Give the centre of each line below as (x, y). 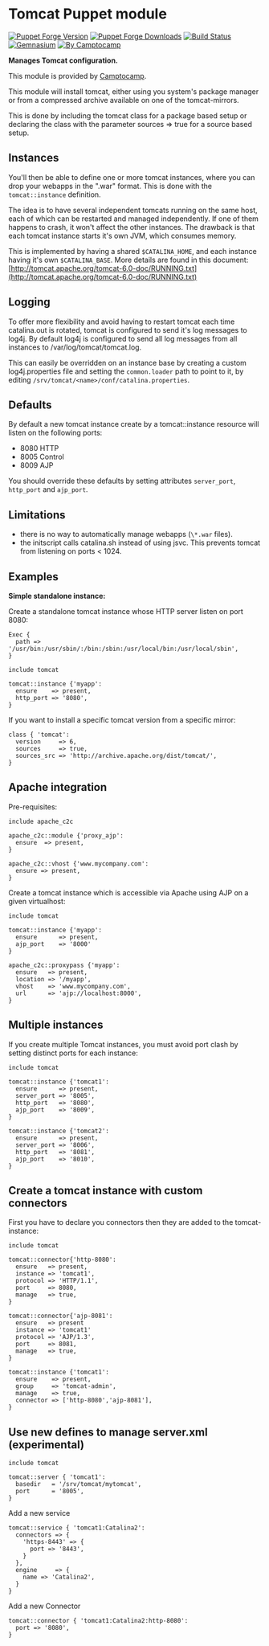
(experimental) (46, 1445)
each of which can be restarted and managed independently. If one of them (134, 219)
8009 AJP (37, 465)
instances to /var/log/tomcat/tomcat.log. (75, 347)
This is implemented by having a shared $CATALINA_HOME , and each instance (132, 251)
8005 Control (42, 457)
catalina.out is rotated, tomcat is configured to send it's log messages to (128, 330)
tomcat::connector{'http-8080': (62, 1260)
